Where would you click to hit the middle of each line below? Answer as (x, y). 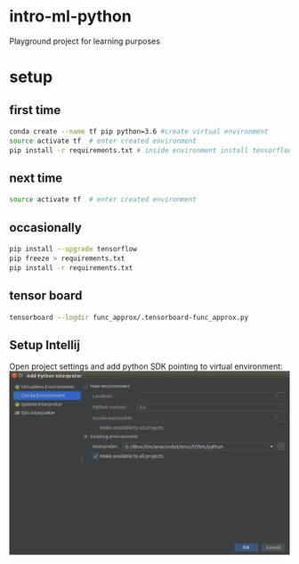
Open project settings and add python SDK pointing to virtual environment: (146, 366)
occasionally (45, 228)
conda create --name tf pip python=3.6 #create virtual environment (139, 131)
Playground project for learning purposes (85, 41)
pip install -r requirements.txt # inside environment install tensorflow (151, 150)
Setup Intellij (44, 345)
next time (36, 178)
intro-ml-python (70, 16)
